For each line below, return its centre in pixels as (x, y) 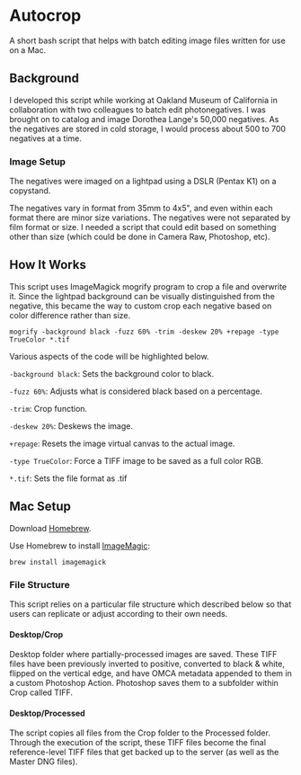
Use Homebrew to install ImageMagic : (80, 546)
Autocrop (45, 16)
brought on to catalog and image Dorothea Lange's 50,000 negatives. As (144, 119)
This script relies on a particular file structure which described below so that (150, 604)
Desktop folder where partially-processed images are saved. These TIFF (143, 655)
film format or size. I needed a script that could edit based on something (143, 227)
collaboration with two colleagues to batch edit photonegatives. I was (138, 110)
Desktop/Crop (36, 634)
